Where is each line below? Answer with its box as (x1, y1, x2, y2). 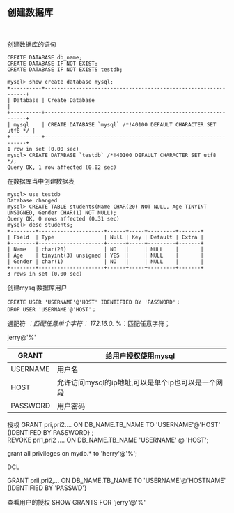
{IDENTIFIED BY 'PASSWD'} (7, 484, 87, 492)
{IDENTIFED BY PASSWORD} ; (7, 428, 94, 436)
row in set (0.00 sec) (13, 145, 79, 152)
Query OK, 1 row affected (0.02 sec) (7, 163, 117, 171)
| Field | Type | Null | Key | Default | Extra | (7, 233, 204, 241)
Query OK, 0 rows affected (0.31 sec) (7, 215, 120, 222)
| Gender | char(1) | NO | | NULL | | (7, 258, 204, 265)
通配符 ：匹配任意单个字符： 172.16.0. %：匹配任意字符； (7, 319, 171, 327)
